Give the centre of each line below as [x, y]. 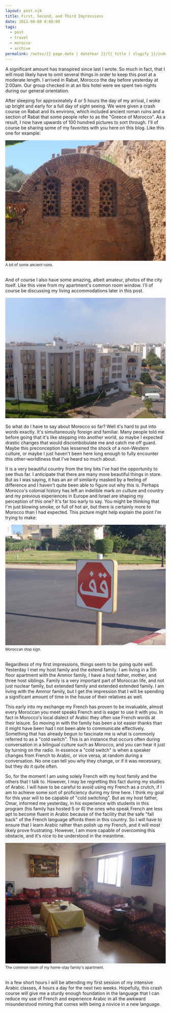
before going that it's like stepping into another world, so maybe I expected [84, 437]
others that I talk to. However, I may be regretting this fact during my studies [85, 781]
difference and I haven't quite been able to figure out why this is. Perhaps [82, 485]
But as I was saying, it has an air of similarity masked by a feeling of [76, 479]
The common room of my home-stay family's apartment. [55, 967]
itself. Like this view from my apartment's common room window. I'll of [79, 285]
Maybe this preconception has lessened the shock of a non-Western [77, 448]
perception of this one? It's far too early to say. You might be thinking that [82, 501]
